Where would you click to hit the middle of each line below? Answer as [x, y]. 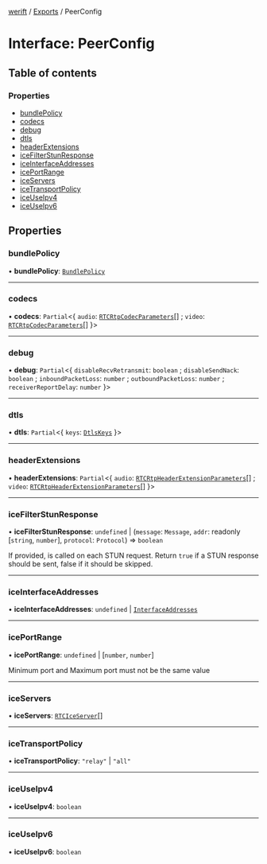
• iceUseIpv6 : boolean [45, 851]
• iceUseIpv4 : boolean [45, 806]
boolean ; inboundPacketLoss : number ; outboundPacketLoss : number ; [116, 379]
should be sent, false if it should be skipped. [81, 564]
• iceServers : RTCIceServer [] [56, 715]
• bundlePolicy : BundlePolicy [57, 270]
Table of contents [52, 73]
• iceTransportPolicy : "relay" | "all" [70, 761]
